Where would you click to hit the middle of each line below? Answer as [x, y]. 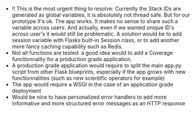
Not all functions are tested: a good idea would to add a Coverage [92, 53]
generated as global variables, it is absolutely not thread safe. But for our [101, 15]
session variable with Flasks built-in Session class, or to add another [96, 40]
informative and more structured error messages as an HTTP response [98, 103]
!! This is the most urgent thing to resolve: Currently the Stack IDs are [96, 9]
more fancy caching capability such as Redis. [67, 46]
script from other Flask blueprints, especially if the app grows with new [99, 72]
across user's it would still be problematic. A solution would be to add [97, 34]
